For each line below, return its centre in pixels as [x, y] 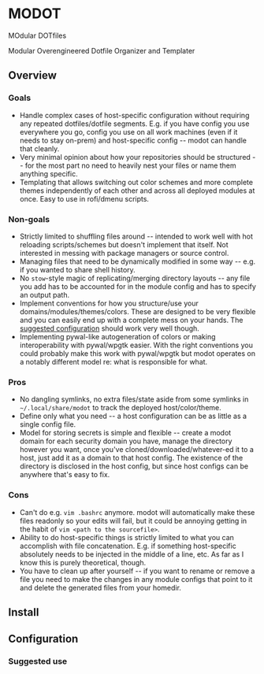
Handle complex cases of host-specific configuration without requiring [134, 115]
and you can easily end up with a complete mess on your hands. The [131, 320]
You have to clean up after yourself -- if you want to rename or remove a [137, 571]
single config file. [48, 424]
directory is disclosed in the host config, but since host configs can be [134, 466]
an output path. [44, 294]
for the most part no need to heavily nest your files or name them [130, 165]
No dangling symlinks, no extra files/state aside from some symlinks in [134, 399]
